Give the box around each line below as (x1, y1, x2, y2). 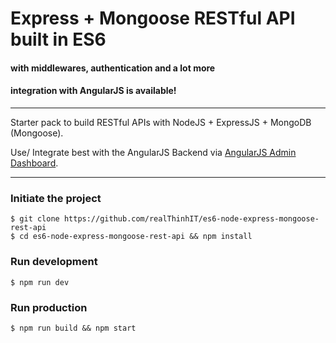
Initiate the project (10, 191, 102, 205)
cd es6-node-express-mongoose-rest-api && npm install (19, 232, 253, 242)
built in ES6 (10, 28, 107, 51)
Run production (10, 300, 88, 314)
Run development (10, 255, 98, 269)
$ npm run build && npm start (10, 323, 137, 333)
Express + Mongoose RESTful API (10, 7, 296, 30)
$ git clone (10, 214, 60, 224)
